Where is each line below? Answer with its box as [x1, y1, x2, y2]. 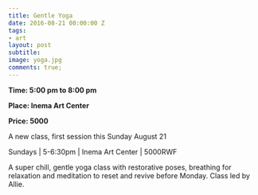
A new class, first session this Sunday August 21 [8, 131, 167, 141]
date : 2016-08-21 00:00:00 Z [8, 19, 105, 27]
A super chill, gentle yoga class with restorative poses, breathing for [8, 162, 233, 172]
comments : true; [8, 64, 62, 72]
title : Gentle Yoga [8, 11, 73, 20]
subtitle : [8, 49, 41, 57]
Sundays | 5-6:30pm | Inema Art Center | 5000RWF [8, 146, 178, 156]
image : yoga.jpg [8, 57, 62, 64]
